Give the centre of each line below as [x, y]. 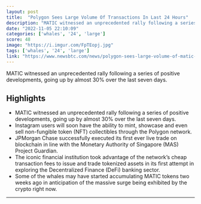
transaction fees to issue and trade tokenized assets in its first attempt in [104, 164]
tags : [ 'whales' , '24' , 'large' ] [48, 51]
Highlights [26, 98]
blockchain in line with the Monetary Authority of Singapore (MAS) [97, 145]
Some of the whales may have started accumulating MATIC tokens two [102, 176]
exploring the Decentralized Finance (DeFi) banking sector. [87, 170]
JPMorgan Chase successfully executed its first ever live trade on [96, 138]
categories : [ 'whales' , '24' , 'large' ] [56, 34]
